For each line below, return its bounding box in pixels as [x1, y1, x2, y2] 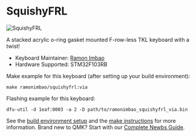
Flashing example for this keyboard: [6, 95, 96, 102]
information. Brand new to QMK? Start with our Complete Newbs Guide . [6, 123, 185, 131]
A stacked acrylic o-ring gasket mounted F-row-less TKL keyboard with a [6, 36, 189, 43]
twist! [6, 42, 20, 50]
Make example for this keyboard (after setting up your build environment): [6, 72, 191, 79]
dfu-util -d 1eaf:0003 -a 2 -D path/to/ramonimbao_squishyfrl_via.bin [6, 106, 188, 113]
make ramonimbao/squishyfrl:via [6, 84, 88, 90]
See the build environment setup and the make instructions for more [6, 117, 177, 124]
